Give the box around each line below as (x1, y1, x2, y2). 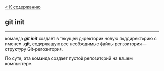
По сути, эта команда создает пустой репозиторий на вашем (5, 55, 133, 61)
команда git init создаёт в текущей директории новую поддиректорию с (5, 35, 157, 41)
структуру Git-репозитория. (5, 46, 63, 52)
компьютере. (5, 60, 33, 66)
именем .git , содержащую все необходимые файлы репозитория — (5, 41, 147, 47)
